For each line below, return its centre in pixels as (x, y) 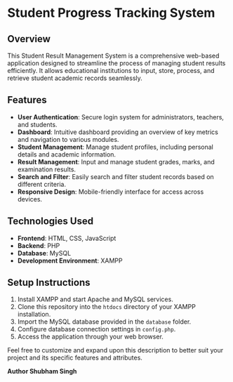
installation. (34, 315)
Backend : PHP (39, 245)
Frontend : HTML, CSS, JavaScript (67, 238)
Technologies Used (50, 222)
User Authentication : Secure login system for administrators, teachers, (121, 117)
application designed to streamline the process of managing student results (116, 63)
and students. (37, 124)
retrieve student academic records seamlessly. (75, 78)
